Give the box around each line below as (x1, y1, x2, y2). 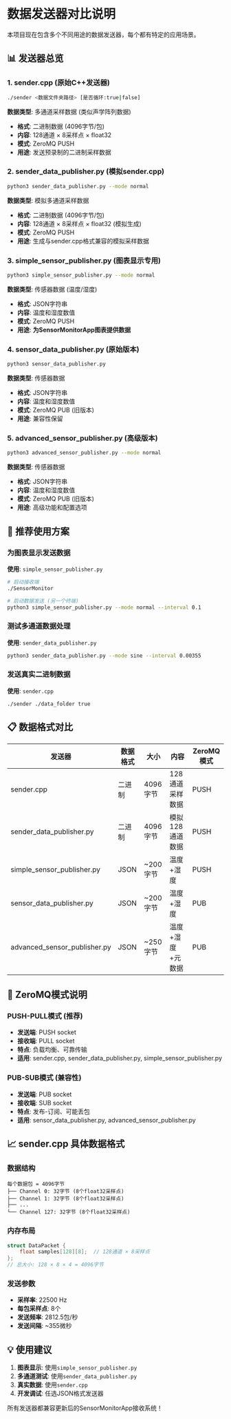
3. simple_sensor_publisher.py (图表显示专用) (7, 256, 162, 265)
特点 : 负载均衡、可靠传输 (16, 1045, 87, 1054)
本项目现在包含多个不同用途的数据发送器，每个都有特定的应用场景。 (7, 30, 200, 39)
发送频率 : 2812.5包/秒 (16, 1313, 78, 1321)
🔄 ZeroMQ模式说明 (7, 989, 88, 1000)
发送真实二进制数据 (7, 670, 71, 679)
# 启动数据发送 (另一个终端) (7, 597, 79, 604)
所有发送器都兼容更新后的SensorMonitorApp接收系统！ (7, 1404, 163, 1412)
